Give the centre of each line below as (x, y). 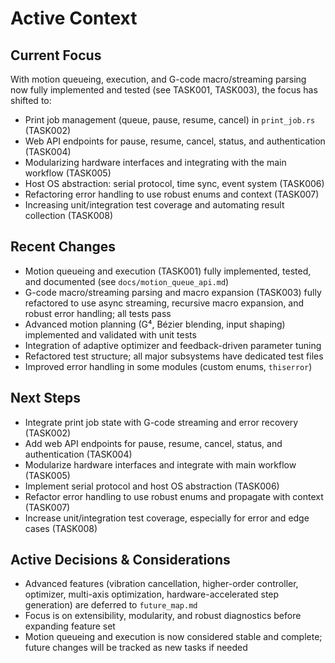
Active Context (74, 18)
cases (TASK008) (61, 528)
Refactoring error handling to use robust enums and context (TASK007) (172, 194)
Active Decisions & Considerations (120, 560)
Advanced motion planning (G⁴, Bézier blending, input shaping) (155, 324)
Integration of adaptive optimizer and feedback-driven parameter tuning (173, 345)
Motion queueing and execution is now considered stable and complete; (173, 637)
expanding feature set (70, 626)
